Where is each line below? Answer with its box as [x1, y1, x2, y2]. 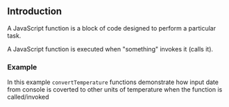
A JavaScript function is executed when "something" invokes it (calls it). [7, 44, 214, 53]
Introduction [7, 6, 62, 17]
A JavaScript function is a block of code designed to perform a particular [7, 24, 217, 32]
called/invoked [7, 93, 50, 101]
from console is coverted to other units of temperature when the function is [7, 85, 223, 94]
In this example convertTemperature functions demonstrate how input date [7, 78, 219, 86]
